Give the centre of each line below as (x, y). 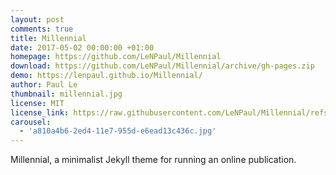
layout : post (37, 19)
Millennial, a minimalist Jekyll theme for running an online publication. (153, 160)
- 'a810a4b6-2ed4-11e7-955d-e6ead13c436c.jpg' (118, 131)
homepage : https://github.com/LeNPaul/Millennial (116, 57)
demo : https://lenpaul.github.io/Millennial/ (106, 76)
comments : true (42, 29)
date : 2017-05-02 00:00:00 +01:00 (82, 47)
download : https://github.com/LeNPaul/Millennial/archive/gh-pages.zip (162, 66)
